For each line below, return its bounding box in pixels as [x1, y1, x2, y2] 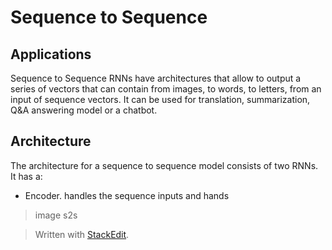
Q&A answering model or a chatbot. [10, 104, 158, 116]
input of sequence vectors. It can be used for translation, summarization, [10, 94, 311, 105]
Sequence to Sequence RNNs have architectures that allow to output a [10, 72, 302, 84]
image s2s [34, 209, 78, 221]
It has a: [10, 170, 43, 182]
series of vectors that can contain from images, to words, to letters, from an [10, 83, 322, 95]
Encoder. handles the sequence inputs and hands [24, 189, 230, 201]
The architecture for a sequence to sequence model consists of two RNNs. [10, 159, 319, 171]
